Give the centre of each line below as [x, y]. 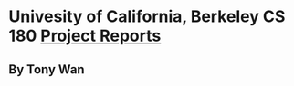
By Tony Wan [47, 69]
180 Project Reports [85, 36]
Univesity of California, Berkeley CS [147, 17]
